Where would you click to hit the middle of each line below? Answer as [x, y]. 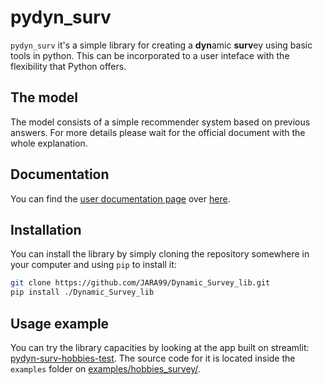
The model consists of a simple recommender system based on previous [160, 122]
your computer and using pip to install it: [93, 265]
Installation [46, 229]
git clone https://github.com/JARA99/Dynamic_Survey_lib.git [140, 283]
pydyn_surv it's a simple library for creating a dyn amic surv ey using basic [161, 45]
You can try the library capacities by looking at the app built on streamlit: [160, 347]
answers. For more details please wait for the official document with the [158, 132]
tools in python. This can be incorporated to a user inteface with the [150, 55]
